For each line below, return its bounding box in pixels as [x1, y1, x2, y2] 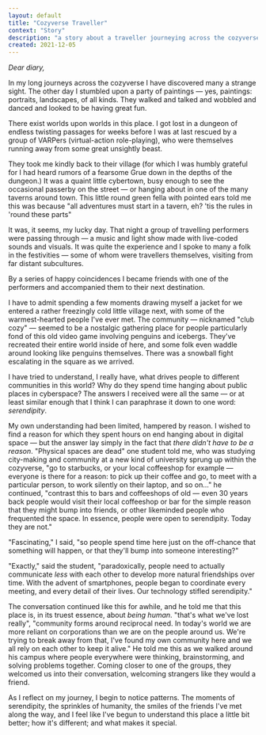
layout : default [8, 11, 62, 20]
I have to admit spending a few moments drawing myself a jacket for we [8, 298, 243, 307]
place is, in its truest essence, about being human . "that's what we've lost [8, 611, 249, 620]
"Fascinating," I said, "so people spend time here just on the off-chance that [8, 538, 256, 547]
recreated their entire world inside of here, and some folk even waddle [8, 340, 237, 349]
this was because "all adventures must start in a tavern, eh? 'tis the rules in [8, 201, 253, 211]
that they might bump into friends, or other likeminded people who [8, 505, 225, 515]
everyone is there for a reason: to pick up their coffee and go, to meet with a [8, 472, 257, 482]
